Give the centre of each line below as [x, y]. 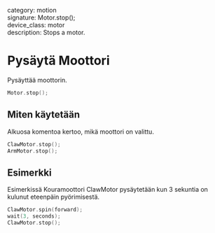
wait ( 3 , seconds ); [34, 216]
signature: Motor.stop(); [41, 17]
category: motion [32, 10]
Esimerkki [29, 172]
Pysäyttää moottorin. [37, 80]
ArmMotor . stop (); [33, 151]
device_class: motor [36, 25]
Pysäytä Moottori [58, 61]
